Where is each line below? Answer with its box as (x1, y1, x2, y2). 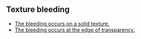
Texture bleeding (6, 5, 70, 15)
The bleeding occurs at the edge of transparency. (14, 26, 135, 33)
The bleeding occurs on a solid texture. (14, 20, 110, 27)
